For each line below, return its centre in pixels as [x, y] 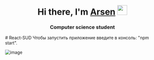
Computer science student [82, 27]
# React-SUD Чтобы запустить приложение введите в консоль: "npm [77, 38]
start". [11, 43]
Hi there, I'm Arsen [77, 12]
